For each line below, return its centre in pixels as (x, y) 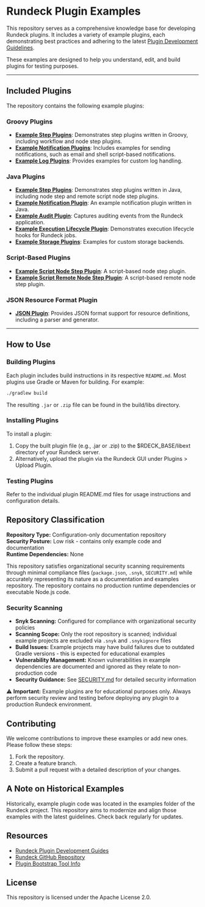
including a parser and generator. (57, 320)
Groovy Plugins (30, 122)
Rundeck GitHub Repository (50, 857)
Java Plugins (26, 177)
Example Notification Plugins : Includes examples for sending (93, 148)
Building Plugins (31, 362)
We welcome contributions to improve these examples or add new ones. (97, 738)
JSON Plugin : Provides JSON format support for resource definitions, (103, 313)
